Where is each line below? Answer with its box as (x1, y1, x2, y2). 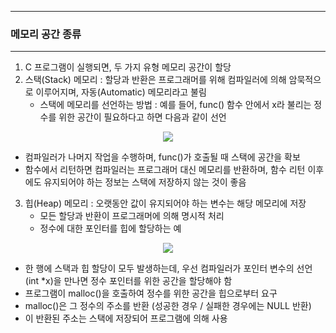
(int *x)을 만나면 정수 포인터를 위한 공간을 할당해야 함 (24, 275, 233, 287)
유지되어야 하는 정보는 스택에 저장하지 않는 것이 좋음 (43, 176, 247, 188)
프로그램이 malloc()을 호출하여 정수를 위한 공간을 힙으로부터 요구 (24, 287, 278, 300)
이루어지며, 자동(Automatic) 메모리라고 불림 (35, 86, 207, 98)
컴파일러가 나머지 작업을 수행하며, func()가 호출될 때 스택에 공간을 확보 (24, 151, 301, 163)
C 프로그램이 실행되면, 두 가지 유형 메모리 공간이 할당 (24, 61, 232, 73)
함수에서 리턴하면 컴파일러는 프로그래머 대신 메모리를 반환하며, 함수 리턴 (24, 164, 306, 176)
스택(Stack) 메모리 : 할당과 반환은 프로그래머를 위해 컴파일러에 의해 (24, 74, 287, 86)
